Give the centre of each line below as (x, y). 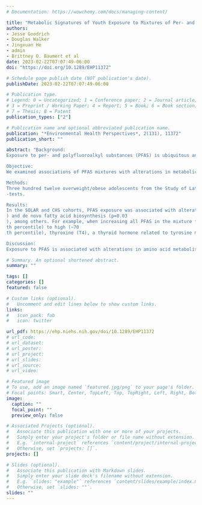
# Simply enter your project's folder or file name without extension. (101, 437)
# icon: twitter (29, 321)
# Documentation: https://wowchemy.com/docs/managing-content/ (87, 12)
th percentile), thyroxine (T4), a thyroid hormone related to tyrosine (99, 233)
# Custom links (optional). (41, 298)
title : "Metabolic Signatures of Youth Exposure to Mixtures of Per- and (101, 23)
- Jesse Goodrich (28, 34)
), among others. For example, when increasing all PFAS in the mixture (99, 222)
